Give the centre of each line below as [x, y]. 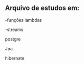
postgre [13, 39]
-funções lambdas [23, 20]
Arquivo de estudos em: [42, 8]
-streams [14, 30]
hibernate [15, 58]
